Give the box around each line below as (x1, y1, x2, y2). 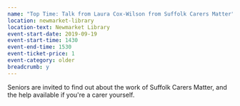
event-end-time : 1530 (7, 43, 72, 51)
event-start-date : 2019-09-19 (7, 30, 98, 38)
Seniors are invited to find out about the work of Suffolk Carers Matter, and (7, 83, 227, 91)
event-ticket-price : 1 (7, 51, 75, 58)
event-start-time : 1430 (7, 37, 79, 44)
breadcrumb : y (7, 63, 50, 70)
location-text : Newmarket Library (7, 23, 111, 31)
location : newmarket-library (7, 17, 94, 24)
